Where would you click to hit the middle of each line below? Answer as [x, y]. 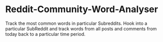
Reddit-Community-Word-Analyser [82, 9]
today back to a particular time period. [45, 34]
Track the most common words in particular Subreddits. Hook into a [76, 23]
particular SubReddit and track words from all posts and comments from [81, 28]
